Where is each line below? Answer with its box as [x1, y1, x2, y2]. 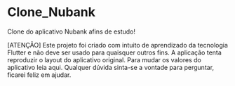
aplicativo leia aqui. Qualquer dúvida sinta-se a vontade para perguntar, [7, 63, 215, 71]
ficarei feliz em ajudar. [7, 71, 72, 79]
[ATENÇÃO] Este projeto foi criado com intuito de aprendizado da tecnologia [7, 41, 228, 49]
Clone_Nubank [7, 4, 96, 20]
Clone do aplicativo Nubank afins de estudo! [7, 27, 135, 36]
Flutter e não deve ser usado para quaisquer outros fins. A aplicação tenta [7, 48, 222, 57]
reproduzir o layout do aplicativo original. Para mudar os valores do [7, 55, 201, 64]
